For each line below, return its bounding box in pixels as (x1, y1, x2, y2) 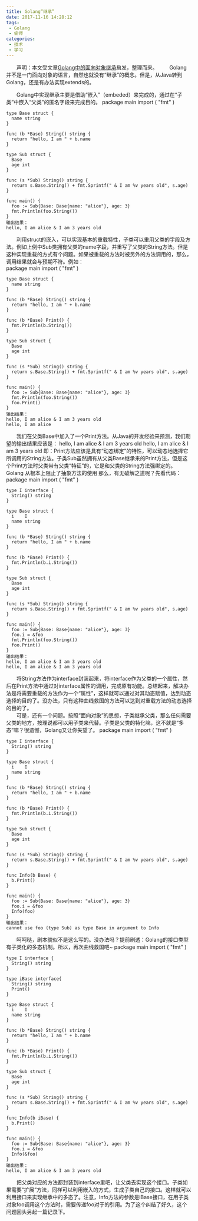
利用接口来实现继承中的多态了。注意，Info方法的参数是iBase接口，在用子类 (6, 1193, 189, 1200)
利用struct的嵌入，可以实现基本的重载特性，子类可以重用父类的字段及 (16, 236, 186, 243)
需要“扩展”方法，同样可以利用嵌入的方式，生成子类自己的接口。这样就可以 (11, 1186, 192, 1193)
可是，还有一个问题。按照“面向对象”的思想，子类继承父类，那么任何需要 (16, 711, 192, 719)
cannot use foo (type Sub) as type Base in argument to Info (6, 925, 160, 931)
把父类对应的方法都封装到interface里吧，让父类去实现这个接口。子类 (16, 1179, 183, 1186)
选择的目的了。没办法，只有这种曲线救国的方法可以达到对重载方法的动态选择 (6, 697, 192, 704)
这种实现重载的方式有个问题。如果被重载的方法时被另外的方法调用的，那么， (6, 250, 192, 258)
